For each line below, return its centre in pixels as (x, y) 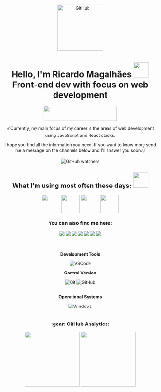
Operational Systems (80, 297)
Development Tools (80, 254)
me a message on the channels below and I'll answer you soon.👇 (80, 150)
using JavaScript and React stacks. (80, 135)
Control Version (80, 273)
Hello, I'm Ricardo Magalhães (72, 75)
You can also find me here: (80, 223)
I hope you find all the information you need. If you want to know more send (80, 145)
